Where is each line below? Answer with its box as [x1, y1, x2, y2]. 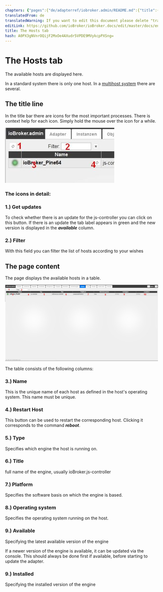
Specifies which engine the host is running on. [5, 445, 98, 451]
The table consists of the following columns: [5, 366, 94, 371]
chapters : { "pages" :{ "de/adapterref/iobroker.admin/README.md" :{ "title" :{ [5, 8, 160, 13]
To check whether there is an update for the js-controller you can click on [5, 214, 152, 220]
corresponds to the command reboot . [5, 423, 81, 428]
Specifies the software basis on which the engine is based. [5, 492, 123, 498]
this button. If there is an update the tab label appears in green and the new [5, 220, 156, 225]
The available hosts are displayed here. [5, 71, 83, 77]
